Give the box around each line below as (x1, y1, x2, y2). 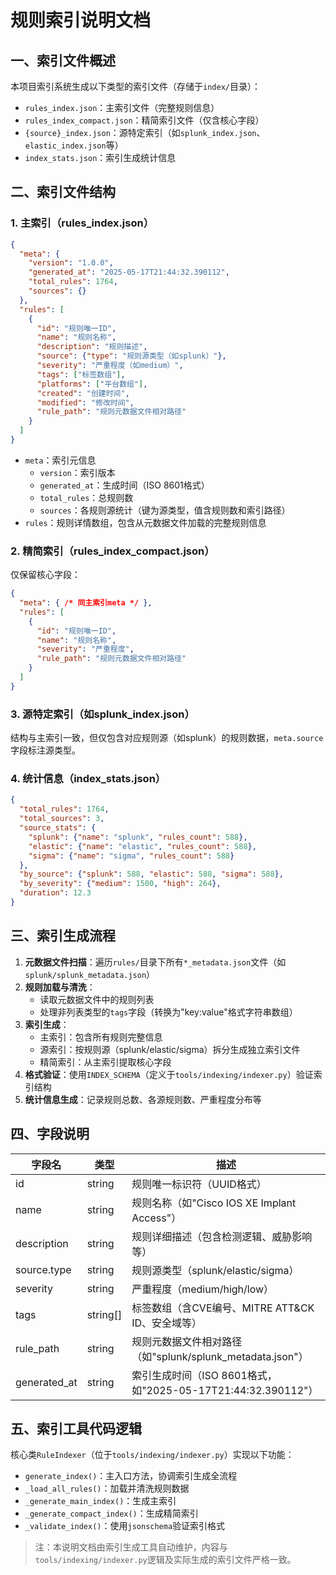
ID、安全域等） (131, 1316, 203, 1330)
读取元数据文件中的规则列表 (39, 993, 155, 1005)
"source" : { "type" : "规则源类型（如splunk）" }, (36, 351, 227, 361)
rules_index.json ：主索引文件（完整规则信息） (24, 102, 220, 113)
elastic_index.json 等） (24, 139, 124, 151)
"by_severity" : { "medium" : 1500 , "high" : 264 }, (19, 879, 222, 889)
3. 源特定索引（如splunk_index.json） (10, 707, 195, 721)
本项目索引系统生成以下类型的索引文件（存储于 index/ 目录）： (10, 81, 261, 92)
